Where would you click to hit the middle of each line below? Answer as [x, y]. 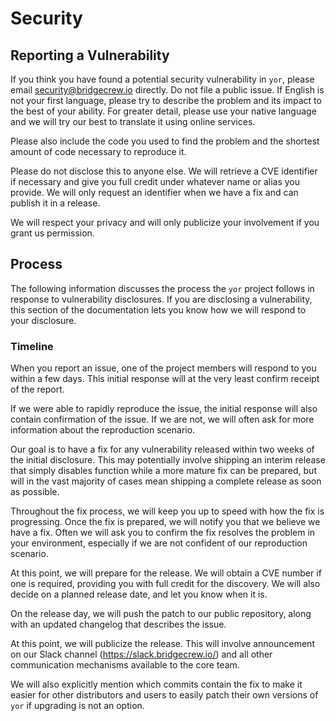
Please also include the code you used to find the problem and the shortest [165, 141]
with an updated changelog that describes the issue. [118, 624]
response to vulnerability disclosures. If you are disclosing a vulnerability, [161, 299]
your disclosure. [43, 320]
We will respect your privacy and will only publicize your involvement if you [165, 222]
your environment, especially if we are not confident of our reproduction [159, 543]
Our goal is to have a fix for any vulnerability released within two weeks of [162, 449]
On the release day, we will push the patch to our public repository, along [161, 614]
